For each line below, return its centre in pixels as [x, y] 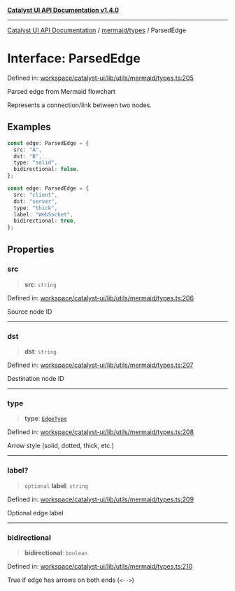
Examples [29, 127]
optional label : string [56, 485]
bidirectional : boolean [56, 553]
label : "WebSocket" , [43, 214]
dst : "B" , [28, 156]
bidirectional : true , [45, 221]
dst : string [41, 352]
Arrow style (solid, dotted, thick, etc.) [60, 446]
